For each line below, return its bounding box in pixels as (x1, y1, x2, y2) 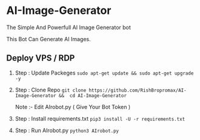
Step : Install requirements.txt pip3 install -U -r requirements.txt (15, 115, 185, 122)
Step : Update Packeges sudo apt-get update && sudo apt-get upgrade (15, 69, 194, 76)
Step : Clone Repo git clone (15, 86, 87, 93)
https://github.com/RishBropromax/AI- (88, 87, 187, 93)
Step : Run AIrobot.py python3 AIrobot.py (15, 127, 119, 134)
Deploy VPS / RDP (6, 53, 75, 64)
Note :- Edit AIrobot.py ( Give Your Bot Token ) (15, 103, 131, 110)
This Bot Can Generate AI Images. (6, 35, 91, 42)
